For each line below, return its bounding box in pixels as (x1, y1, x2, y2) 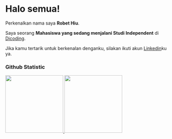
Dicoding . (5, 35, 26, 41)
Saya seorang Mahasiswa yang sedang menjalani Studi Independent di (5, 30, 159, 36)
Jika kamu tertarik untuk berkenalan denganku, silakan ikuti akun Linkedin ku (5, 45, 167, 51)
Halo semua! (5, 3, 60, 15)
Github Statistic (5, 63, 45, 71)
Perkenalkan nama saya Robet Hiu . (5, 20, 80, 26)
